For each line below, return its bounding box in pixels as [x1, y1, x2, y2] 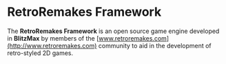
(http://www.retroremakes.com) [7, 41, 97, 50]
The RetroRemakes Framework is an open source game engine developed [7, 27, 220, 35]
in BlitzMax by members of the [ [7, 34, 99, 42]
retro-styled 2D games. [7, 49, 74, 57]
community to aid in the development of [98, 41, 212, 50]
